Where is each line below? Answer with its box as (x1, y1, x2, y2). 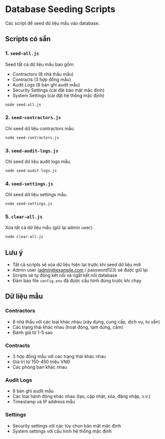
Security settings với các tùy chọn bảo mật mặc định (12, 422, 121, 428)
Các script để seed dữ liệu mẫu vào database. (5, 20, 100, 26)
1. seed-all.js (5, 50, 39, 57)
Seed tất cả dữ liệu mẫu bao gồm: (5, 61, 75, 67)
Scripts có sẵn (5, 35, 51, 43)
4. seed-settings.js (5, 180, 53, 187)
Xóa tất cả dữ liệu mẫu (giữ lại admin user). (5, 225, 93, 231)
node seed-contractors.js (5, 135, 59, 140)
